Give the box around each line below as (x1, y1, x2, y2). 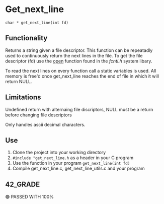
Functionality (5, 34, 48, 42)
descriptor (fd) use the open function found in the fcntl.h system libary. (5, 58, 152, 64)
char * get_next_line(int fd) (5, 20, 69, 25)
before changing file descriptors (5, 112, 72, 118)
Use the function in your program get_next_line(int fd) (12, 160, 130, 166)
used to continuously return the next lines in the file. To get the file (5, 52, 143, 58)
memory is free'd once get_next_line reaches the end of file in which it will (5, 73, 159, 79)
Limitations (5, 93, 41, 102)
